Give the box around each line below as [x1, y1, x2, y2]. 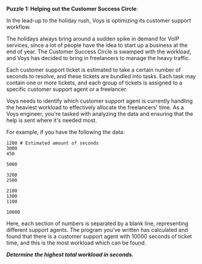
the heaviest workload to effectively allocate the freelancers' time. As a [6, 104, 184, 111]
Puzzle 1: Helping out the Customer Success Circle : [6, 5, 138, 12]
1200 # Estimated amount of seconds [6, 140, 99, 146]
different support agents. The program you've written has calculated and [6, 226, 188, 233]
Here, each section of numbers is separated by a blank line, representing [6, 220, 189, 227]
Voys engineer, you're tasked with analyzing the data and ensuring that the [6, 110, 194, 117]
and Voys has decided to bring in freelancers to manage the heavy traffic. [6, 55, 190, 61]
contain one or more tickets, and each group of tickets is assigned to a [6, 79, 183, 86]
